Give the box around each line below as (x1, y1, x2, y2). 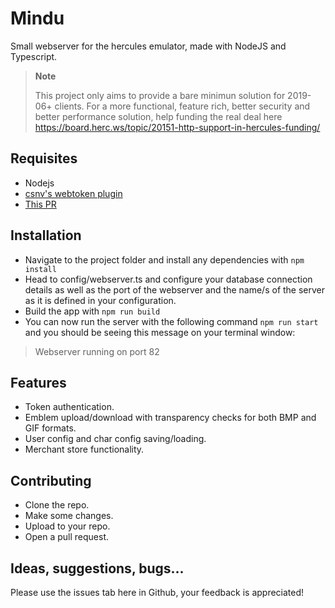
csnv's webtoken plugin (24, 187, 123, 199)
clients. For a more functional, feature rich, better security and (54, 100, 311, 112)
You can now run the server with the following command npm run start (24, 315, 319, 327)
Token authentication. (24, 401, 115, 413)
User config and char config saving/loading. (24, 433, 207, 445)
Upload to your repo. (24, 520, 111, 532)
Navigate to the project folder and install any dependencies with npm (24, 253, 305, 266)
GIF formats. (24, 422, 77, 434)
